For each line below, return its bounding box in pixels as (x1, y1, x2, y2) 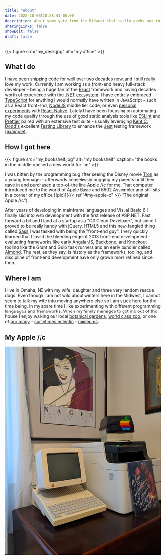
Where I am (5, 274, 41, 283)
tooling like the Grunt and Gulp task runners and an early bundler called (5, 244, 151, 250)
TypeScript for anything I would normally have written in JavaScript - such (5, 97, 157, 103)
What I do (5, 62, 36, 71)
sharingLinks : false (5, 24, 48, 29)
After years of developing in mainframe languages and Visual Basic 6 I (5, 207, 148, 213)
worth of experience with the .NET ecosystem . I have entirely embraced (5, 92, 152, 98)
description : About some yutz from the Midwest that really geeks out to (5, 18, 161, 23)
